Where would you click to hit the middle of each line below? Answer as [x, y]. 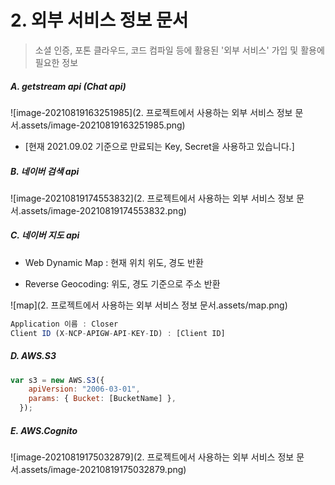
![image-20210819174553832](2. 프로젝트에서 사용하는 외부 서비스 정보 [152, 198]
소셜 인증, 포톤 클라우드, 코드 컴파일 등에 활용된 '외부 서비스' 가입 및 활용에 [179, 50]
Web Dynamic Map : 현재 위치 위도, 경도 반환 [114, 262]
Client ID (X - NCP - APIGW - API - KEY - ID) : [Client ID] [118, 333]
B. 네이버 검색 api [45, 171]
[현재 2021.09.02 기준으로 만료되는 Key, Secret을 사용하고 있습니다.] [159, 146]
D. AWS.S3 [33, 356]
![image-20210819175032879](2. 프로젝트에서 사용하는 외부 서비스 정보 [152, 457]
